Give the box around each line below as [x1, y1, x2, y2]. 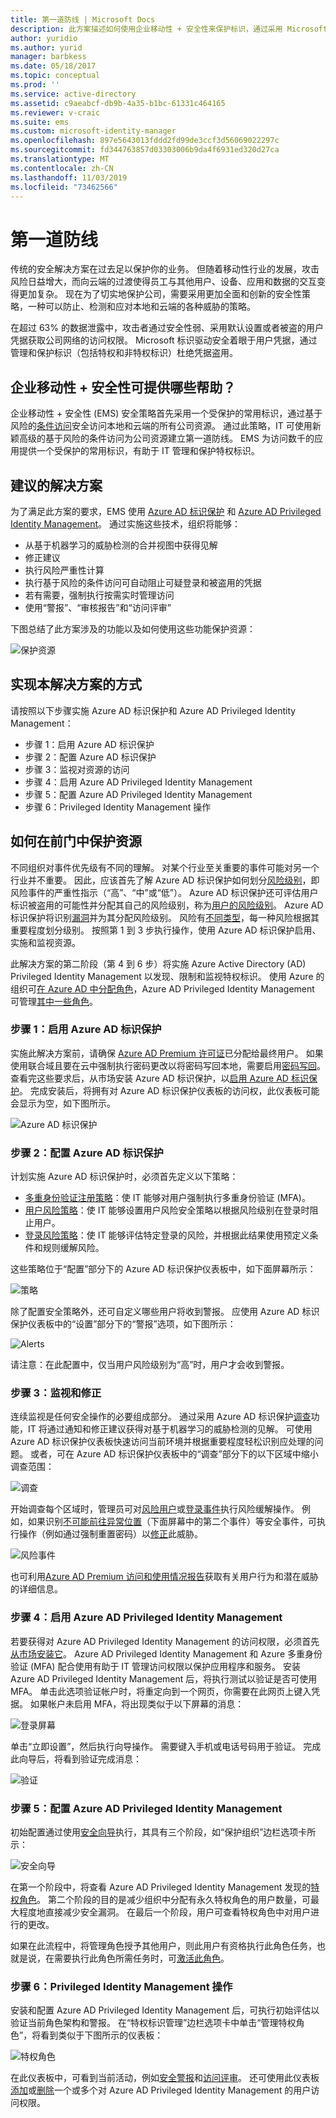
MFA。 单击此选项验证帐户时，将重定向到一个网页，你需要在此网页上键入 [10, 1685, 312, 1697]
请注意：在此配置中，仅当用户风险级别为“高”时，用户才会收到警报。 [10, 1359, 290, 1371]
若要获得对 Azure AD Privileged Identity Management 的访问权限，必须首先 [10, 1635, 320, 1647]
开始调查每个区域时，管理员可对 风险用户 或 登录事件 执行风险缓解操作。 [10, 1503, 300, 1515]
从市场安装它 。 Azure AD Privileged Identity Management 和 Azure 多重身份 [10, 1647, 323, 1660]
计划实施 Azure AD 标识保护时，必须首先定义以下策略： [10, 1171, 239, 1183]
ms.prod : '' [10, 80, 60, 90]
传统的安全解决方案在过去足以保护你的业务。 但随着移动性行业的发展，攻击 [10, 263, 320, 275]
